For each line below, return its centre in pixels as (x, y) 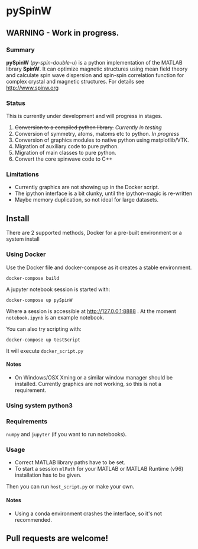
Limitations (23, 174)
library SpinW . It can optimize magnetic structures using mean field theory (97, 69)
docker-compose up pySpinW (39, 300)
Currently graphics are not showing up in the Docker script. (87, 187)
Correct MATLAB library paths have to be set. (70, 462)
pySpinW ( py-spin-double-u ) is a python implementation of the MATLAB (94, 62)
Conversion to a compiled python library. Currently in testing (88, 127)
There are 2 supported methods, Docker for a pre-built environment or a (94, 233)
